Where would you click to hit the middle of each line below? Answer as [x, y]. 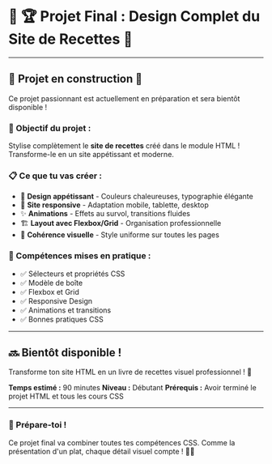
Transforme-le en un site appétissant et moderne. [91, 155]
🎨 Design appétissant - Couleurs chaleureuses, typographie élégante [136, 197]
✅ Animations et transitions [66, 310]
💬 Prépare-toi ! [38, 425]
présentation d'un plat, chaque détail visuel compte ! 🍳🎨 [102, 451]
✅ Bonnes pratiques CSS [62, 319]
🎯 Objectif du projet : [50, 128]
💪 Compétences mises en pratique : [80, 256]
